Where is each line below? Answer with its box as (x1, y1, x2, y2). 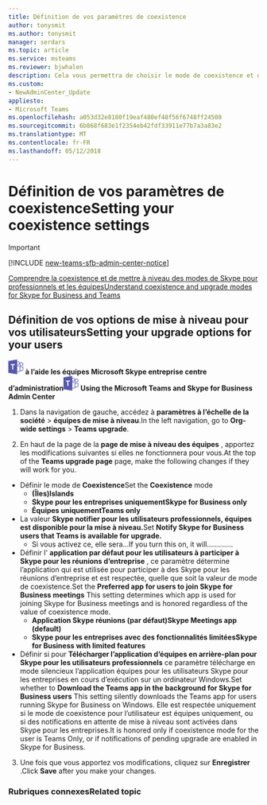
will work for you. (19, 465, 77, 475)
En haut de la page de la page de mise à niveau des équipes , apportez (19, 440, 255, 449)
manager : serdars (8, 38, 66, 46)
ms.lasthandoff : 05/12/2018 (8, 147, 102, 155)
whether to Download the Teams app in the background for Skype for (19, 683, 252, 693)
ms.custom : (8, 80, 44, 87)
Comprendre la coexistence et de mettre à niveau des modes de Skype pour (8, 273, 258, 282)
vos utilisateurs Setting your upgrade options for (8, 325, 252, 339)
